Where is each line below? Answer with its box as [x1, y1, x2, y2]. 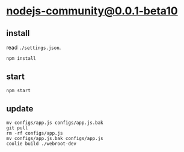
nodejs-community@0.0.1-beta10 [6, 4, 179, 18]
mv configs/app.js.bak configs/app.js [6, 135, 103, 141]
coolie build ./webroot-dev [6, 141, 77, 147]
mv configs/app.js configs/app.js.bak [6, 120, 103, 126]
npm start [6, 87, 31, 93]
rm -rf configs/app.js [6, 130, 63, 136]
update [6, 104, 34, 114]
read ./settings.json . [6, 44, 61, 51]
